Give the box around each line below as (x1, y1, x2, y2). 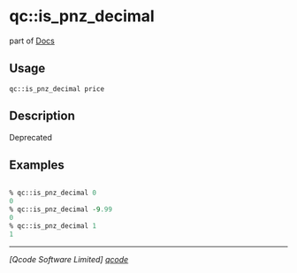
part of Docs (9, 35, 55, 46)
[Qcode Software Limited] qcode (9, 254, 129, 264)
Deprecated (9, 132, 53, 142)
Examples (9, 157, 65, 172)
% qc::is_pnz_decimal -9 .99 (9, 205, 113, 214)
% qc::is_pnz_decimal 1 (9, 221, 97, 231)
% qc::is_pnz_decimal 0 (9, 188, 97, 198)
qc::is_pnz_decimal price (9, 84, 104, 94)
